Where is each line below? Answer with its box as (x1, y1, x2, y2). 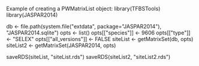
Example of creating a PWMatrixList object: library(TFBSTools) (6, 5, 161, 12)
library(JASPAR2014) (6, 11, 58, 18)
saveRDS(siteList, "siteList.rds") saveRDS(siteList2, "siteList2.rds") (6, 54, 171, 60)
